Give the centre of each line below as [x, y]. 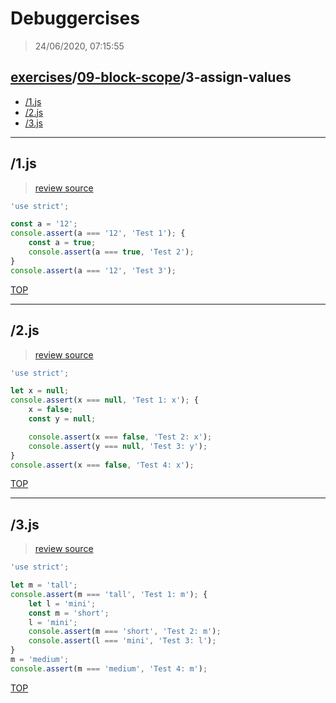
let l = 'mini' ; [62, 603]
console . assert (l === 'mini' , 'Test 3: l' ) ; [122, 641]
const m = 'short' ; [69, 613]
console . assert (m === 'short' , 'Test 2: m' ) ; [125, 632]
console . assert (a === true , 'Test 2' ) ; [111, 252]
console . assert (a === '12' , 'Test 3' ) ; [93, 270]
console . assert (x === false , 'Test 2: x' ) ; [120, 437]
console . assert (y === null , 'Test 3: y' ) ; [118, 446]
